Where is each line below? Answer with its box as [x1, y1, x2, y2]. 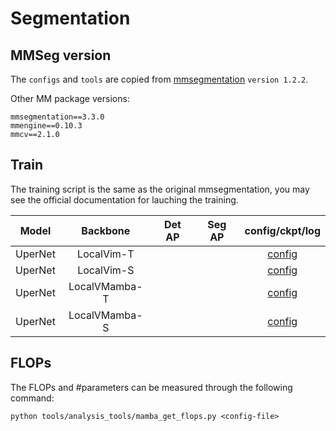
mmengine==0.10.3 [10, 121, 83, 131]
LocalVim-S [77, 263, 135, 277]
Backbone [81, 223, 131, 237]
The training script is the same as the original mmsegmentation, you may [10, 183, 310, 195]
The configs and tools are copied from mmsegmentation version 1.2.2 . [10, 73, 309, 85]
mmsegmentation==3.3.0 [10, 112, 105, 122]
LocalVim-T [77, 247, 135, 261]
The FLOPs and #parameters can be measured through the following [10, 381, 293, 393]
